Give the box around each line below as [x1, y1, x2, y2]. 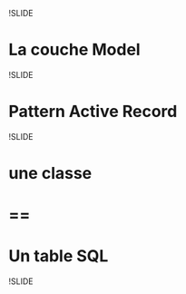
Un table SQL [8, 246, 109, 267]
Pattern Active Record [8, 102, 178, 122]
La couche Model [8, 40, 142, 60]
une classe [8, 163, 93, 184]
